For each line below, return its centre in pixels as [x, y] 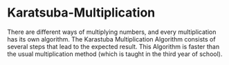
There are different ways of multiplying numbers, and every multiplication [112, 32]
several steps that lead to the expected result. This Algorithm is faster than [113, 46]
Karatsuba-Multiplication [81, 13]
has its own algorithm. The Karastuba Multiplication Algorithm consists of [111, 39]
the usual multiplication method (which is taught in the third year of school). [115, 54]
